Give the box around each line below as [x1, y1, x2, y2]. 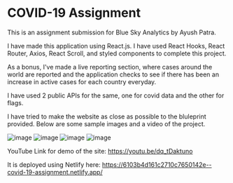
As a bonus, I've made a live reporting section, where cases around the [7, 62, 213, 71]
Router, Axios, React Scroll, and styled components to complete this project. [7, 49, 227, 57]
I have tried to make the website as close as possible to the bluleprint [7, 112, 206, 121]
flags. [7, 98, 24, 107]
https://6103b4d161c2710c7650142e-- [101, 160, 212, 169]
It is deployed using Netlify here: [7, 160, 101, 169]
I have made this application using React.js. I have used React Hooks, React [7, 41, 225, 50]
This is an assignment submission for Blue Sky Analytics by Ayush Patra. [7, 28, 217, 36]
